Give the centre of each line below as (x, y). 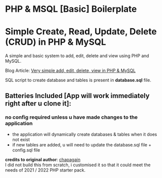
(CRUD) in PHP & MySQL (56, 42)
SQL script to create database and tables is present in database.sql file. (78, 80)
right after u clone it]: (38, 103)
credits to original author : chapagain (43, 159)
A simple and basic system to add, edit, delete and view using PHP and (77, 56)
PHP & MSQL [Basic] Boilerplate (71, 9)
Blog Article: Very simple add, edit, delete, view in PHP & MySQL (70, 71)
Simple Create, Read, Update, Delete (81, 32)
